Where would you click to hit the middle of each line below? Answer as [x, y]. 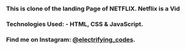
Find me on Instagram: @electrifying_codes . [71, 39]
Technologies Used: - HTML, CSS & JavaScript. [75, 24]
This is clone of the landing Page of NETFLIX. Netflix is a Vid [93, 9]
